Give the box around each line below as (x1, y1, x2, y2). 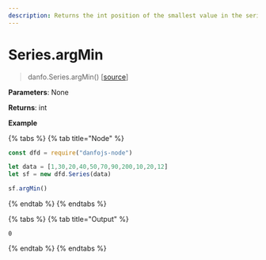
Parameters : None (8, 87, 70, 97)
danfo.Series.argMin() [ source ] (27, 72, 129, 82)
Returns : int (8, 102, 47, 112)
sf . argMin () (8, 185, 47, 193)
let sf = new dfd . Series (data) (8, 170, 112, 178)
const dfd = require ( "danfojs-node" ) (8, 148, 133, 157)
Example (8, 118, 38, 128)
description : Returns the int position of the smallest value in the (8, 11, 243, 20)
